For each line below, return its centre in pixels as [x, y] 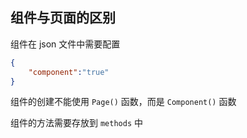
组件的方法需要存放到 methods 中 [76, 123]
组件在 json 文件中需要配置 [65, 44]
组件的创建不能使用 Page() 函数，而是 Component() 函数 [123, 102]
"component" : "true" [69, 72]
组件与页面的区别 [63, 18]
